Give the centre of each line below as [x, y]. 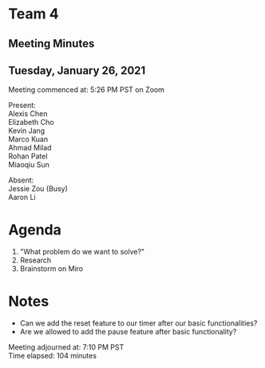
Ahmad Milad [30, 148]
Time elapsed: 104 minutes [53, 356]
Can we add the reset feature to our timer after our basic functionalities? [138, 323]
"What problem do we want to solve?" [82, 252]
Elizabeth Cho [31, 122]
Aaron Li [22, 198]
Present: [22, 106]
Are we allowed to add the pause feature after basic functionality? [128, 332]
